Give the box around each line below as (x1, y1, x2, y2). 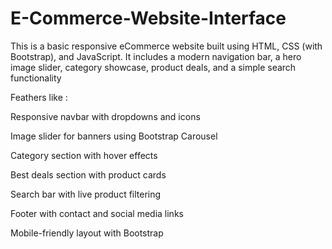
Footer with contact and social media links (10, 207, 184, 219)
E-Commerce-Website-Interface (10, 7, 287, 30)
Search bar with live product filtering (10, 188, 162, 200)
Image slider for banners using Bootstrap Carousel (10, 130, 218, 142)
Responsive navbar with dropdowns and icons (10, 110, 201, 122)
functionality (10, 72, 62, 84)
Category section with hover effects (10, 149, 158, 161)
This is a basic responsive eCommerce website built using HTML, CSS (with (10, 40, 323, 52)
